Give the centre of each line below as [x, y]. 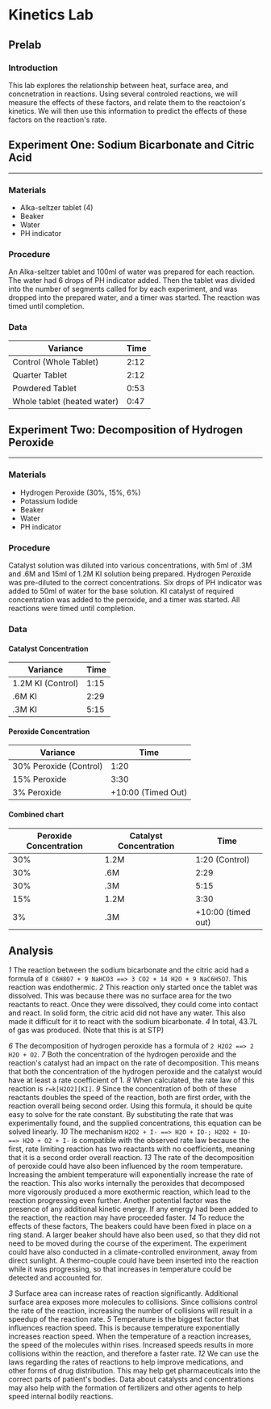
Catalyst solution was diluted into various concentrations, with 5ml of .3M [130, 565]
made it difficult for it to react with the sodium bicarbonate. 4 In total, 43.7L [133, 1022]
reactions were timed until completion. [72, 608]
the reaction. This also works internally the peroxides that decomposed [127, 1183]
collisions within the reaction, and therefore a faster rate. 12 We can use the [134, 1354]
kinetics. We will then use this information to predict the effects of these [128, 111]
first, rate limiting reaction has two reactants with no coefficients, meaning [132, 1149]
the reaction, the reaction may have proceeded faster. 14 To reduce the [126, 1217]
